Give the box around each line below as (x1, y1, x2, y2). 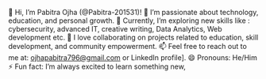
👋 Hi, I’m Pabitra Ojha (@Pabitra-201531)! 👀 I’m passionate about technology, (8, 8, 259, 17)
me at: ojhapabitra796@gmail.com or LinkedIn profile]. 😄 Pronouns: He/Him (8, 53, 258, 62)
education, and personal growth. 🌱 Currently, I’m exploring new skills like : (8, 16, 250, 25)
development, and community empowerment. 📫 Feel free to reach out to (8, 42, 248, 51)
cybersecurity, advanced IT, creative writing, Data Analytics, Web (8, 24, 222, 33)
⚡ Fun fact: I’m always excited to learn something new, (8, 62, 187, 71)
